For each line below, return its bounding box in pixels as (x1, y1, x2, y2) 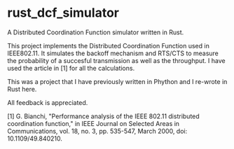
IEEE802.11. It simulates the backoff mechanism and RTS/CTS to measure (7, 49, 219, 57)
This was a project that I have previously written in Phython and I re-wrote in (7, 77, 228, 85)
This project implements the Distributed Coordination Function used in (7, 41, 210, 50)
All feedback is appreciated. (7, 98, 88, 106)
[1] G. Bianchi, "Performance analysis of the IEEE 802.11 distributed (7, 112, 200, 120)
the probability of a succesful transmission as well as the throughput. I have (7, 56, 226, 64)
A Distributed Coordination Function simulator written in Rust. (7, 28, 184, 36)
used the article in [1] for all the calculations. (7, 64, 135, 72)
